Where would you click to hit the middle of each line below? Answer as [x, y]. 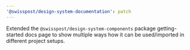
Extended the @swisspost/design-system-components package [81, 28]
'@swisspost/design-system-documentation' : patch [69, 11]
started [15, 34]
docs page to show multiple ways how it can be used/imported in [104, 34]
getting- [167, 28]
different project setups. [36, 41]
